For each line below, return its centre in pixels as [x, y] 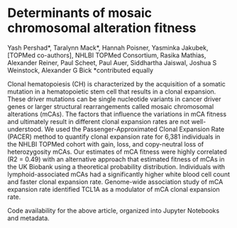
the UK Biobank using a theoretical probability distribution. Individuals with [116, 166]
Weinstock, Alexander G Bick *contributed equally [81, 70]
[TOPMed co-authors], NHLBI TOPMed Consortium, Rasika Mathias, [107, 55]
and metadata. [28, 218]
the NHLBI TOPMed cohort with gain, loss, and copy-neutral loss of [106, 144]
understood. [25, 129]
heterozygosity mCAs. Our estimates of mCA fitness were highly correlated [117, 152]
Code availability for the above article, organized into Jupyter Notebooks [114, 210]
